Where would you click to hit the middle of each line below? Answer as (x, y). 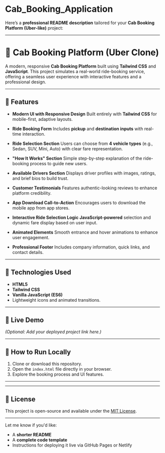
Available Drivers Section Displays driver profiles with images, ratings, (84, 173)
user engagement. (31, 237)
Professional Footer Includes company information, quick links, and (81, 247)
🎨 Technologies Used (38, 272)
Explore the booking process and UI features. (58, 374)
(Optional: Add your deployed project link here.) (53, 332)
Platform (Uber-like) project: (34, 28)
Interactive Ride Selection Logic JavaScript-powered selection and (82, 217)
